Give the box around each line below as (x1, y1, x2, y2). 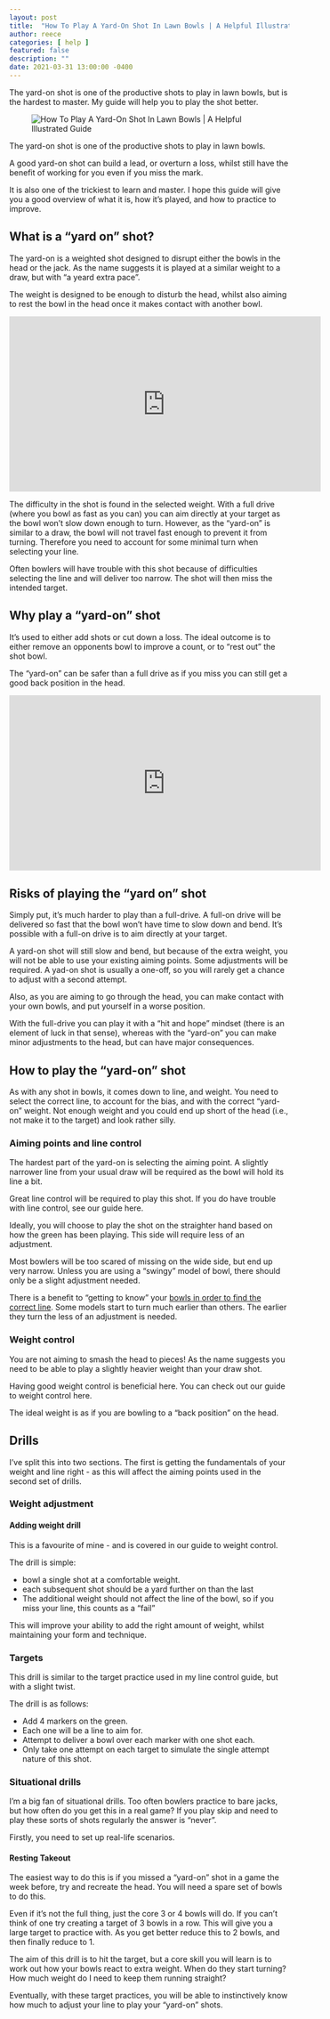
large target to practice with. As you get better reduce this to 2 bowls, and (9, 1927, 280, 1938)
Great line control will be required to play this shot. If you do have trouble (9, 1194, 277, 1204)
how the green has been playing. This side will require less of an (9, 1229, 245, 1240)
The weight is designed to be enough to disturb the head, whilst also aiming (9, 288, 287, 299)
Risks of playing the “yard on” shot (9, 886, 207, 901)
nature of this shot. (21, 1753, 92, 1764)
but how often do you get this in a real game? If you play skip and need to (9, 1805, 278, 1816)
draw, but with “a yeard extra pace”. (9, 272, 141, 282)
